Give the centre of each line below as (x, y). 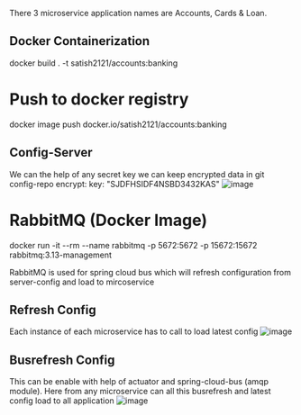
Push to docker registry (99, 99)
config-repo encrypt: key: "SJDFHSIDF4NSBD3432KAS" (115, 184)
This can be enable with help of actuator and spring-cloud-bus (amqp (139, 382)
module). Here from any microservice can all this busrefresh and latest (140, 392)
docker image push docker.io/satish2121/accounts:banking (118, 124)
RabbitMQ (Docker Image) (109, 220)
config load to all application (62, 401)
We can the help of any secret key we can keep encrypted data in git (137, 174)
